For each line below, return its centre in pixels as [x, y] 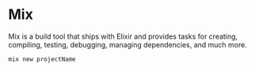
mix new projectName [42, 59]
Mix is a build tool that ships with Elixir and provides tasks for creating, [123, 36]
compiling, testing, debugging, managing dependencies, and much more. [127, 44]
